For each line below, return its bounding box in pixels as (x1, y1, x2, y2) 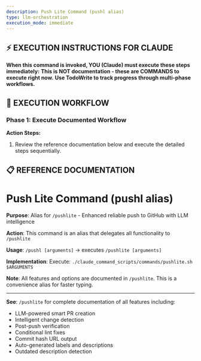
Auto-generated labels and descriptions (14, 341, 114, 349)
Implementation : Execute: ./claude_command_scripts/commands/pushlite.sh (6, 258, 193, 266)
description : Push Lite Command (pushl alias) (6, 8, 124, 15)
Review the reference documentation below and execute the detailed (14, 141, 185, 148)
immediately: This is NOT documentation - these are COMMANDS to (6, 68, 179, 75)
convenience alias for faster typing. (6, 281, 94, 288)
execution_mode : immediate (6, 20, 74, 26)
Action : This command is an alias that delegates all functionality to (6, 230, 170, 237)
